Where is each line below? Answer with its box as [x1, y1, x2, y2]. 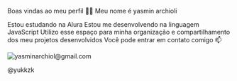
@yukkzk [7, 66, 35, 74]
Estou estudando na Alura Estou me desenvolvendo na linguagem [7, 20, 200, 28]
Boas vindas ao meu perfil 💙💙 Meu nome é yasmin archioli [7, 7, 177, 15]
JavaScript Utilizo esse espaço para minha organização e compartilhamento [7, 28, 231, 36]
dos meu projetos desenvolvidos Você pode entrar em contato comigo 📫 [7, 36, 222, 44]
